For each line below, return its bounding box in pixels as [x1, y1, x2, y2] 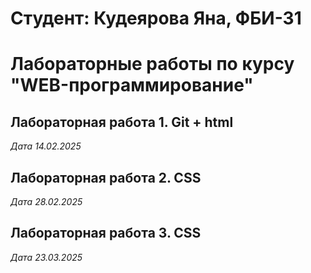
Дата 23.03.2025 [10, 251, 83, 263]
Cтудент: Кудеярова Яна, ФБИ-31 [10, 7, 302, 30]
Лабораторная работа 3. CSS [10, 225, 202, 242]
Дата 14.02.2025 [10, 140, 82, 152]
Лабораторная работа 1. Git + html [10, 113, 234, 131]
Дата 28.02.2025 [10, 196, 83, 207]
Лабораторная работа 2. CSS [10, 169, 202, 186]
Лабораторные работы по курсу [10, 53, 295, 76]
